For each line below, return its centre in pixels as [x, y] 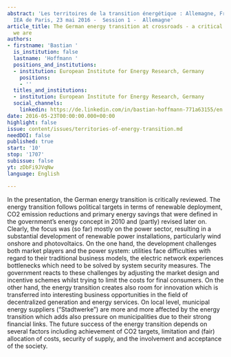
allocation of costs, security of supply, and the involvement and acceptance [114, 338]
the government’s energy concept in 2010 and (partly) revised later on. [107, 221]
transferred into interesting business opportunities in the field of [98, 294]
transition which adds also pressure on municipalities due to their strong [109, 316]
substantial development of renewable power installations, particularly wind [114, 236]
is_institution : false [46, 52]
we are [23, 33]
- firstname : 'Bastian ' [43, 45]
